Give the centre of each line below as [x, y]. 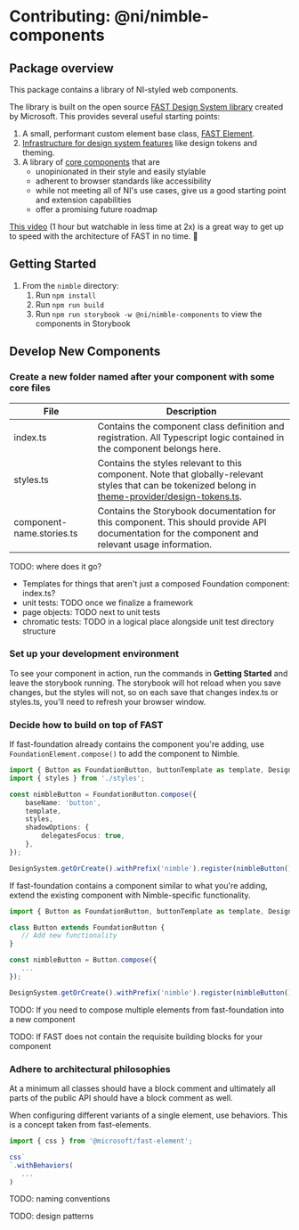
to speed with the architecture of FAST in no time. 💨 [104, 236]
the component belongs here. [159, 448]
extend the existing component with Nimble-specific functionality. [130, 895]
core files [30, 388]
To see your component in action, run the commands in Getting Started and [149, 673]
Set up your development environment [94, 654]
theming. [38, 152]
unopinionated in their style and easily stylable [121, 172]
